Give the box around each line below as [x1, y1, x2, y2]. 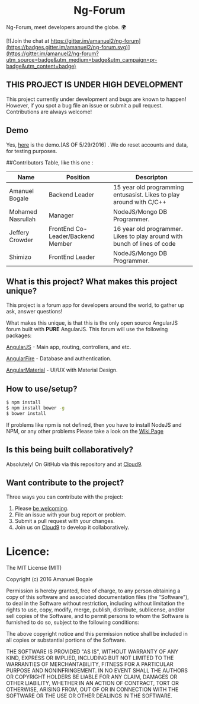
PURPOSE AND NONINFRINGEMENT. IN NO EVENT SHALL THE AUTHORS [6, 667, 188, 674]
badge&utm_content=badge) [6, 62, 76, 69]
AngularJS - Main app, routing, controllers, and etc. [6, 344, 131, 351]
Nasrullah [9, 215, 36, 223]
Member [48, 239, 72, 248]
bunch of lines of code [113, 239, 176, 248]
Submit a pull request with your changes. [14, 518, 115, 525]
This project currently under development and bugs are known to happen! [6, 96, 187, 103]
